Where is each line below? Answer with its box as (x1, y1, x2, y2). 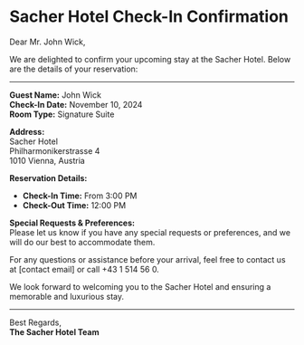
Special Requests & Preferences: (9, 217, 136, 228)
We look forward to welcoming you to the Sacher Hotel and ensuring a (9, 281, 271, 292)
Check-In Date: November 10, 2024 (9, 99, 143, 110)
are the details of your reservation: (9, 63, 138, 74)
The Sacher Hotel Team (9, 326, 100, 337)
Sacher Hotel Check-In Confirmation (9, 6, 290, 27)
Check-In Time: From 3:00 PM (22, 190, 138, 201)
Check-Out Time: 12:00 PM (22, 199, 127, 210)
